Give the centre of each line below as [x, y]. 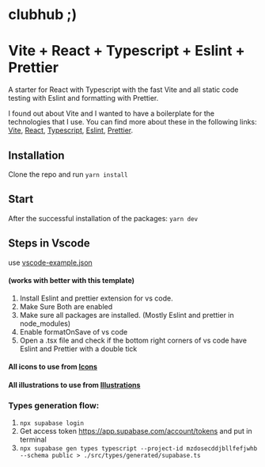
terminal [33, 440]
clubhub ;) [43, 15]
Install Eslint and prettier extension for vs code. [96, 298]
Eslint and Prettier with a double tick [78, 348]
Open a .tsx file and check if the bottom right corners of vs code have [133, 340]
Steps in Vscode [49, 243]
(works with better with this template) [72, 281]
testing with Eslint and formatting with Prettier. [83, 98]
